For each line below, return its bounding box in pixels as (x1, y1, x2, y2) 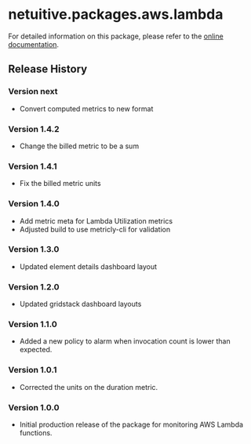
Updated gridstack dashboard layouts (19, 300, 142, 309)
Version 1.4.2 (8, 123, 60, 134)
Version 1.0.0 (8, 402, 60, 413)
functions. (19, 428, 53, 437)
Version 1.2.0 (8, 281, 60, 292)
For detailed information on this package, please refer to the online (8, 31, 224, 41)
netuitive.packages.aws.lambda (8, 5, 224, 24)
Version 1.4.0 (8, 198, 60, 209)
